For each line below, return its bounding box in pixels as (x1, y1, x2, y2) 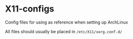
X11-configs (5, 3, 54, 14)
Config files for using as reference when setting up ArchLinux (5, 19, 128, 25)
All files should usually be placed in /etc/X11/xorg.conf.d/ (5, 28, 122, 34)
